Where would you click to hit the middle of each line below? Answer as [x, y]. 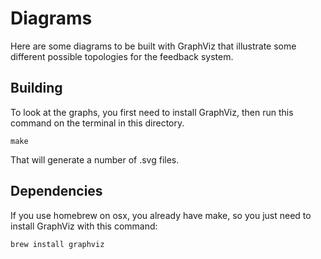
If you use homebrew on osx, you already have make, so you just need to [161, 215]
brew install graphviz [57, 244]
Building [36, 88]
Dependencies [56, 191]
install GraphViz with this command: [84, 226]
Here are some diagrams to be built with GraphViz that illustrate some [153, 46]
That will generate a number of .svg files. [95, 159]
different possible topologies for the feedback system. [122, 56]
